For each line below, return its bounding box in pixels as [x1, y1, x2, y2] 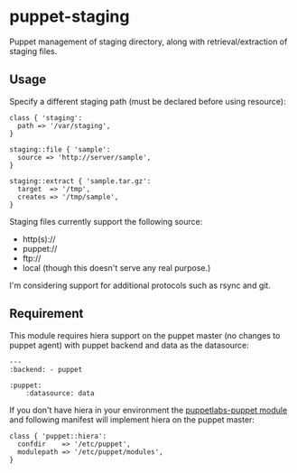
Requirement [9, 306, 84, 321]
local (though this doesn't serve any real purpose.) [22, 262, 211, 273]
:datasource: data [25, 388, 95, 398]
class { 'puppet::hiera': [9, 431, 107, 441]
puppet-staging [9, 6, 130, 27]
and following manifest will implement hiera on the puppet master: [9, 413, 255, 425]
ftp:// [22, 253, 42, 264]
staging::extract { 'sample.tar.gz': [9, 176, 152, 186]
